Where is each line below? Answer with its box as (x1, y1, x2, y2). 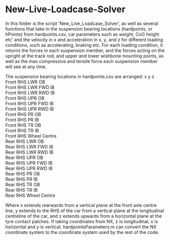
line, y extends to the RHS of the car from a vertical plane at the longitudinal (5, 207, 164, 214)
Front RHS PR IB (5, 116, 39, 123)
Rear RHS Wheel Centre (5, 192, 55, 198)
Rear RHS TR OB (5, 182, 40, 188)
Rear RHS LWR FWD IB (5, 143, 53, 149)
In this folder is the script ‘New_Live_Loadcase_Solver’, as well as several (5, 20, 159, 26)
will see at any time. (5, 64, 47, 70)
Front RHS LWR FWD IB (5, 84, 55, 90)
